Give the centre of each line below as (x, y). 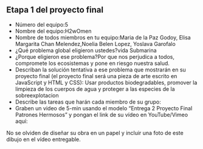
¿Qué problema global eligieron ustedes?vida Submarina (86, 50)
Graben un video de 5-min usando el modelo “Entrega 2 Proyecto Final (104, 108)
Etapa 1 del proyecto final (55, 10)
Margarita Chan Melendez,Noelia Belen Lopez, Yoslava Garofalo (95, 44)
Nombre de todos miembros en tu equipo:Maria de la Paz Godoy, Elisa (103, 37)
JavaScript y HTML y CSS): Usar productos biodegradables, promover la (106, 82)
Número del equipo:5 (42, 24)
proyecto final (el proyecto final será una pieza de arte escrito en (96, 76)
